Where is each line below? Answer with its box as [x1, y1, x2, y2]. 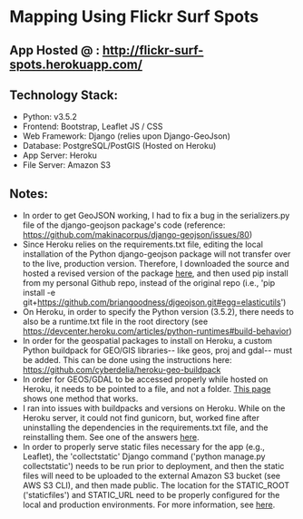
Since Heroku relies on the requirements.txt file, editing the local [22, 239, 263, 250]
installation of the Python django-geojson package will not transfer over [22, 249, 291, 259]
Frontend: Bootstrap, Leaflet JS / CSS [22, 121, 163, 132]
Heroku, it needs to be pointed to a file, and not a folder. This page [22, 384, 271, 395]
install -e [22, 288, 56, 299]
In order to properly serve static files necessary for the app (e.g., [22, 442, 266, 453]
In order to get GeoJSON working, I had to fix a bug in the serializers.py [22, 211, 290, 221]
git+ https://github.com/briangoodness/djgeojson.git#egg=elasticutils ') [22, 297, 287, 308]
